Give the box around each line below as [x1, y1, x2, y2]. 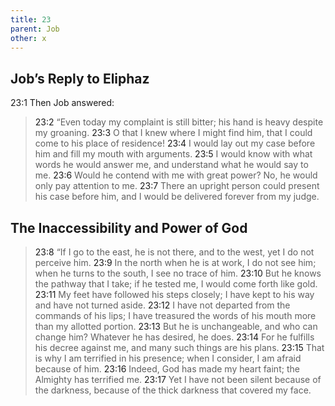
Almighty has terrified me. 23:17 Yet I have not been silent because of [34, 374, 322, 385]
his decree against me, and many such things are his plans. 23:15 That [34, 342, 325, 353]
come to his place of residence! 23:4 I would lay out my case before [34, 137, 316, 150]
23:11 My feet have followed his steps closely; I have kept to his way [34, 289, 315, 300]
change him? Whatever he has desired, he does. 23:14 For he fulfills [34, 331, 315, 343]
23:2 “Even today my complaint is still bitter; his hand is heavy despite [34, 116, 324, 128]
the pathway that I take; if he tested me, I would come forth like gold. [34, 278, 318, 290]
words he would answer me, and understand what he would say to [34, 159, 309, 171]
